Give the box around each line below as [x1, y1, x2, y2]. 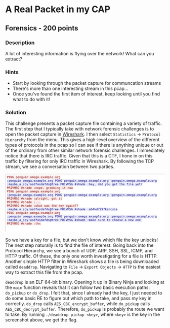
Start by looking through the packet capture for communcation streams [12, 80, 161, 86]
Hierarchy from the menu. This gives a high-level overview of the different [5, 137, 160, 143]
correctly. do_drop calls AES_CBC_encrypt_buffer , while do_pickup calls [5, 301, 150, 307]
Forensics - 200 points [5, 24, 78, 32]
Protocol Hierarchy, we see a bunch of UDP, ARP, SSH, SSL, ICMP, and [5, 248, 153, 254]
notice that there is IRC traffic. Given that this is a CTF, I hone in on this [5, 153, 153, 159]
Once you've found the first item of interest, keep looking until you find [12, 91, 160, 97]
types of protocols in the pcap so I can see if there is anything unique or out [5, 142, 163, 148]
